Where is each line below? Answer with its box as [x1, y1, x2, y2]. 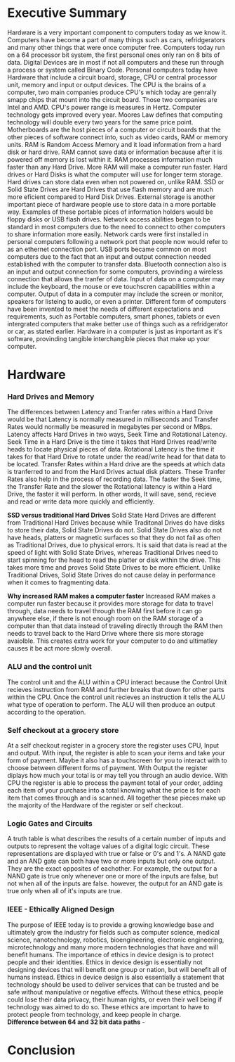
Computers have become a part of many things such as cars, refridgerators [7, 35, 226, 44]
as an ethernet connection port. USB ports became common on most [7, 245, 207, 253]
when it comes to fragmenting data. [7, 578, 111, 587]
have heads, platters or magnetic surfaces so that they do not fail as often [7, 533, 221, 542]
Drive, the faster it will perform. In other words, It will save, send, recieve [7, 490, 217, 499]
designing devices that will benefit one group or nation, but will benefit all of [7, 965, 227, 973]
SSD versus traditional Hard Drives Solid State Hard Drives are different [7, 511, 216, 520]
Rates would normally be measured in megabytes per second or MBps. [7, 423, 213, 431]
